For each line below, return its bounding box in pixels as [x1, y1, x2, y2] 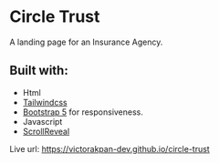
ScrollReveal [22, 126, 70, 137]
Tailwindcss [22, 97, 68, 107]
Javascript [22, 116, 63, 127]
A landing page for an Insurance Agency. [9, 36, 163, 47]
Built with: [9, 63, 68, 78]
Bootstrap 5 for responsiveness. [22, 107, 144, 117]
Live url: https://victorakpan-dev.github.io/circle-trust [9, 143, 210, 154]
